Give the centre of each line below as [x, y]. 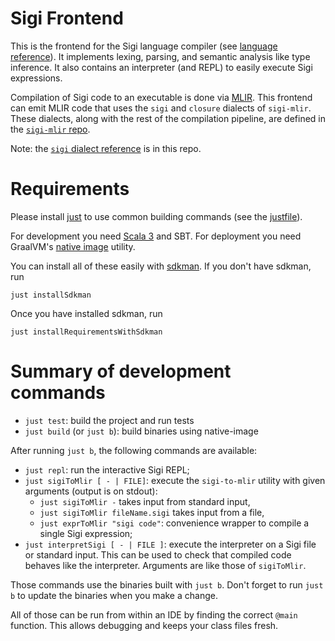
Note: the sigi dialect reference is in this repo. [106, 148]
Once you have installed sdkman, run [86, 313]
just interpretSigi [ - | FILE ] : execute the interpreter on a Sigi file [170, 544]
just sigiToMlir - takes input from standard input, [145, 501]
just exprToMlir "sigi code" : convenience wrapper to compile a [174, 523]
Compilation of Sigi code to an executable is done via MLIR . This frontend [161, 97]
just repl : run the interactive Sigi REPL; [107, 469]
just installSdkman [51, 295]
